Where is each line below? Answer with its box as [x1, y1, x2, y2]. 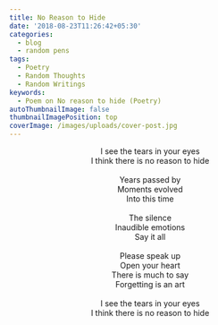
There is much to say [111, 269, 189, 280]
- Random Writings [17, 80, 87, 89]
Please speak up [119, 251, 181, 261]
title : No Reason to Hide [9, 13, 105, 22]
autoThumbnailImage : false [9, 105, 110, 114]
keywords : [9, 88, 46, 97]
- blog [17, 38, 42, 47]
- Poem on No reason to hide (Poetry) [17, 96, 163, 106]
